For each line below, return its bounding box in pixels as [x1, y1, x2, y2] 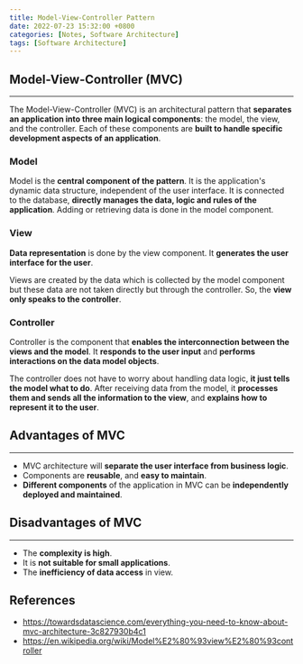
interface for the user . [9, 257, 94, 268]
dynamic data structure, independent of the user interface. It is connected [9, 186, 285, 196]
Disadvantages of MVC [9, 515, 142, 531]
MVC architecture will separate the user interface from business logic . [22, 460, 289, 471]
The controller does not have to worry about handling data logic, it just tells [9, 373, 290, 384]
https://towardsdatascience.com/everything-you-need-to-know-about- [22, 616, 289, 627]
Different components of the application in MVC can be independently [22, 479, 289, 490]
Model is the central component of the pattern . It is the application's [9, 176, 266, 186]
